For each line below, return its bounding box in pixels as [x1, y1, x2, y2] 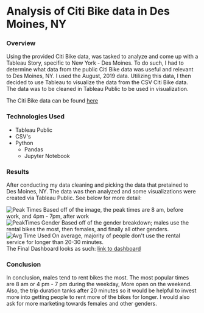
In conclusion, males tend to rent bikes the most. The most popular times [6, 274, 189, 281]
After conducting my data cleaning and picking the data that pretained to [6, 181, 189, 189]
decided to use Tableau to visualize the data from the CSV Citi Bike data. [6, 79, 189, 86]
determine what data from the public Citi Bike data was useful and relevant [6, 66, 194, 73]
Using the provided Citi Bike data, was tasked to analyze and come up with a [6, 53, 199, 60]
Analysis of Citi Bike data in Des [6, 4, 171, 18]
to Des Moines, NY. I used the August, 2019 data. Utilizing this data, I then [6, 72, 192, 80]
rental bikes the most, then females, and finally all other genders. [6, 226, 169, 233]
